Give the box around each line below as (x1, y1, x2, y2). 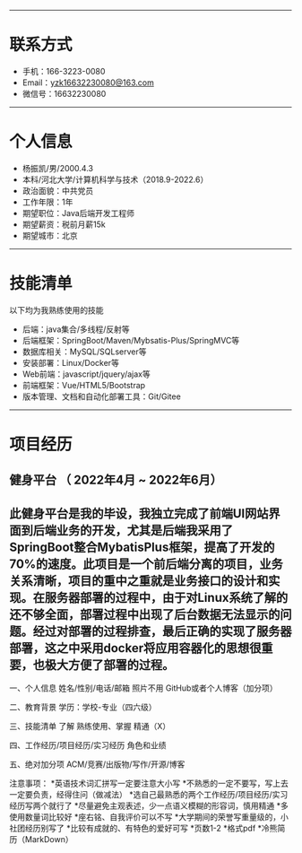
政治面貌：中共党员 (22, 185, 94, 196)
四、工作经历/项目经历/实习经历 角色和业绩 (9, 740, 168, 751)
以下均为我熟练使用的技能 (9, 304, 104, 315)
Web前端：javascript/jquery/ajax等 (22, 369, 151, 379)
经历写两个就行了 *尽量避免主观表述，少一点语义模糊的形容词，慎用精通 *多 (9, 800, 289, 812)
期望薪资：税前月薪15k (22, 219, 106, 230)
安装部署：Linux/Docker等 (22, 357, 119, 368)
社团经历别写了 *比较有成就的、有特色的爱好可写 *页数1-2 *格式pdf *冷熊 (9, 823, 278, 834)
